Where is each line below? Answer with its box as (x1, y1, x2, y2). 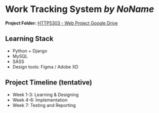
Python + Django (12, 47, 47, 53)
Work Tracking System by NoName (5, 3, 154, 15)
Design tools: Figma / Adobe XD (12, 63, 78, 69)
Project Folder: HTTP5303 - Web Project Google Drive (5, 20, 118, 26)
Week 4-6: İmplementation (12, 96, 67, 103)
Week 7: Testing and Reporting (12, 102, 76, 108)
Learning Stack (5, 34, 53, 43)
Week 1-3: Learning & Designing (12, 91, 79, 97)
